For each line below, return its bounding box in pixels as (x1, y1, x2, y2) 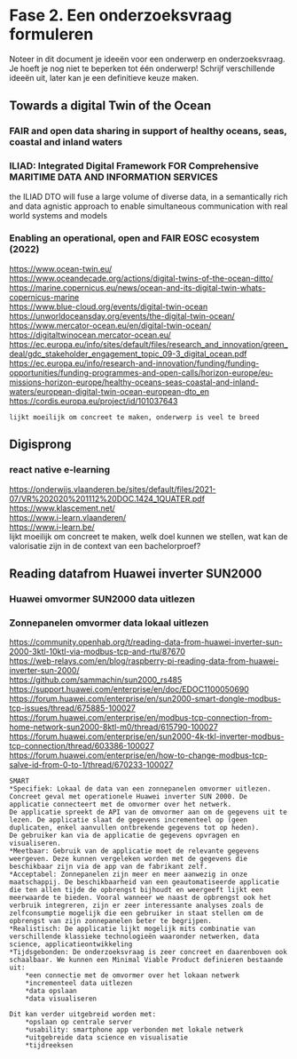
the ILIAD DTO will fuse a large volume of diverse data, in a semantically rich (9, 191, 288, 202)
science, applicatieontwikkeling (9, 940, 133, 949)
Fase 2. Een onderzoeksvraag (9, 5, 232, 26)
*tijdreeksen (25, 1041, 74, 1050)
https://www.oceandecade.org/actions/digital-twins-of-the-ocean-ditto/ (9, 273, 273, 283)
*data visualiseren (25, 994, 98, 1004)
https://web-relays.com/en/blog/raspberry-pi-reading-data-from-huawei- (9, 656, 279, 666)
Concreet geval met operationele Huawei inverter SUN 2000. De (9, 792, 248, 801)
